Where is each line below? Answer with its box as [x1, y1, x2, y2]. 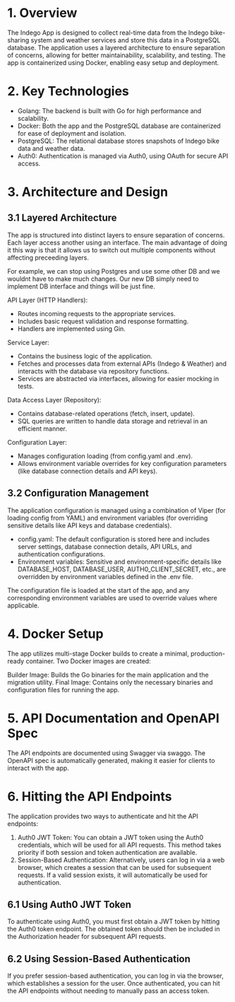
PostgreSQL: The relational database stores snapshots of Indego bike [17, 136, 220, 145]
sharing [7, 35, 30, 44]
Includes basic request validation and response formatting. [17, 317, 189, 325]
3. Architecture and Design [7, 184, 168, 200]
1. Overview [7, 5, 78, 21]
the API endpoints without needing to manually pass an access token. [7, 986, 210, 995]
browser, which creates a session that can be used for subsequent [17, 863, 212, 871]
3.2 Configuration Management [7, 487, 150, 499]
